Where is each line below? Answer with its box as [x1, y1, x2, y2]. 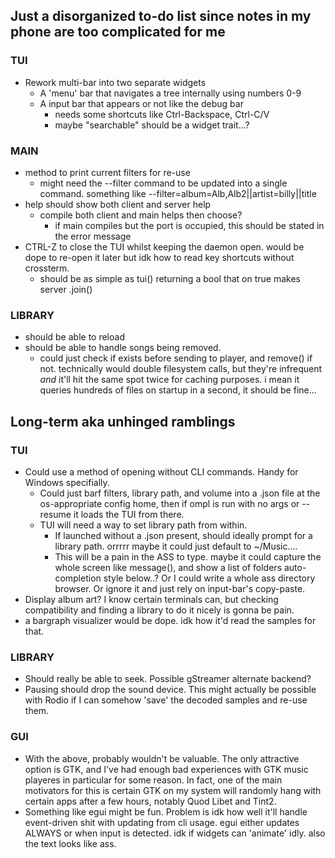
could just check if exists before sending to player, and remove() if [39, 352, 313, 364]
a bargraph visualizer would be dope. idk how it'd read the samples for [24, 614, 317, 626]
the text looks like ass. [24, 837, 117, 849]
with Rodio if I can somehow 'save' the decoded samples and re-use [24, 694, 308, 706]
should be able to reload [24, 331, 125, 343]
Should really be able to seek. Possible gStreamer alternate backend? [24, 673, 312, 685]
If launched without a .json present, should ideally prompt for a [54, 529, 313, 541]
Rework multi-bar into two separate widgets [24, 76, 207, 88]
